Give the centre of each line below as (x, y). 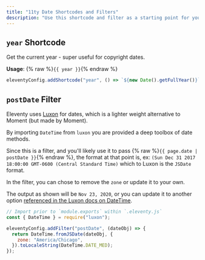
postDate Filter (34, 99)
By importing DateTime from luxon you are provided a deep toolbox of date (99, 132)
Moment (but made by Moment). (47, 121)
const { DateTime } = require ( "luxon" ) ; (59, 217)
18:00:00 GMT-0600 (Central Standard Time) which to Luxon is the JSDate (99, 164)
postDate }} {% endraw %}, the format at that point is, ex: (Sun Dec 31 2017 (101, 157)
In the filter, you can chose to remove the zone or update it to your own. (95, 182)
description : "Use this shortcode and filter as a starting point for (98, 18)
